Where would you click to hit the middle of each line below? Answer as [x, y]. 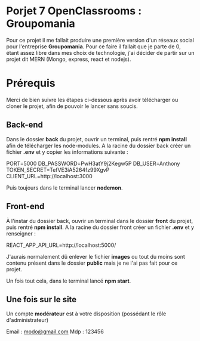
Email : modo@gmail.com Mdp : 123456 [55, 331]
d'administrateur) [27, 320]
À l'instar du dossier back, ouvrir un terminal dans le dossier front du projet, [100, 221]
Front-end [25, 207]
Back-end [25, 125]
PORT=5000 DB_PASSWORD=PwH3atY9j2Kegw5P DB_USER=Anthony [93, 163]
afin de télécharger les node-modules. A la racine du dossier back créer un [99, 145]
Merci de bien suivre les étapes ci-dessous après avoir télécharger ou [92, 100]
